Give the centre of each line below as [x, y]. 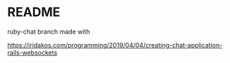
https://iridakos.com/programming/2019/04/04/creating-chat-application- [115, 45]
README [34, 12]
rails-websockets [32, 52]
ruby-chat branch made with [49, 31]
